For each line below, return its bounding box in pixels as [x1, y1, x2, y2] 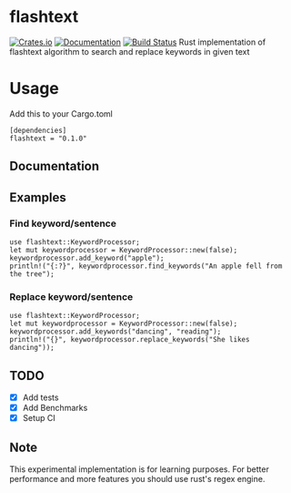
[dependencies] [9, 126, 67, 135]
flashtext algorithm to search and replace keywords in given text [9, 46, 250, 56]
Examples [9, 190, 66, 205]
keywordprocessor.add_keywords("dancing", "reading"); [9, 327, 222, 336]
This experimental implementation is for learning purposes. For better [9, 464, 270, 475]
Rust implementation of [178, 36, 266, 47]
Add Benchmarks [22, 403, 88, 414]
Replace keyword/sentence [9, 290, 134, 303]
